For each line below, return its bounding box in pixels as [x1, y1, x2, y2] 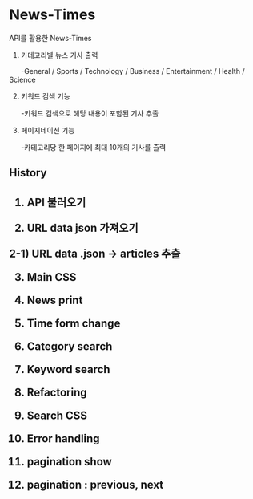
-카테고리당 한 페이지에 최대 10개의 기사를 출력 [20, 142, 167, 152]
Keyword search [26, 363, 110, 376]
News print [26, 293, 83, 306]
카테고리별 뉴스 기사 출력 [20, 50, 98, 59]
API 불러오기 [26, 195, 86, 209]
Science [9, 75, 36, 84]
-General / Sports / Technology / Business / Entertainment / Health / [20, 66, 245, 75]
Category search [26, 339, 113, 353]
